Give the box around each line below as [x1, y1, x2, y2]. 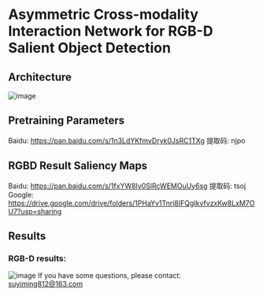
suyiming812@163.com [8, 279, 83, 289]
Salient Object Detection [8, 39, 172, 57]
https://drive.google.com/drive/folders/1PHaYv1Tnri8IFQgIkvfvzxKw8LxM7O [8, 198, 255, 208]
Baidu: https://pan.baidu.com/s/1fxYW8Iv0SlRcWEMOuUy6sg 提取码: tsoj [8, 181, 246, 191]
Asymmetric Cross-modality [8, 6, 198, 24]
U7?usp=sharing [8, 206, 62, 216]
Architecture [8, 70, 72, 83]
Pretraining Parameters [8, 114, 125, 128]
